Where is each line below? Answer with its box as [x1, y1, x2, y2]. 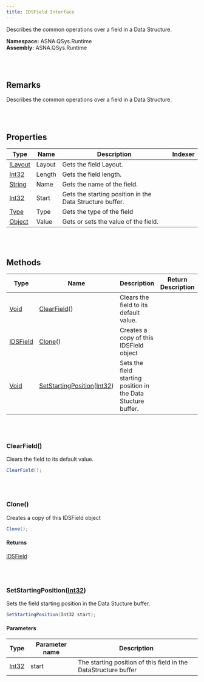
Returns [6, 539, 27, 546]
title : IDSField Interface [6, 9, 75, 15]
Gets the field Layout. [62, 160, 123, 169]
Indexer [172, 150, 195, 158]
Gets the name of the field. [62, 180, 138, 189]
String [9, 180, 27, 189]
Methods [6, 257, 41, 268]
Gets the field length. [62, 170, 122, 179]
